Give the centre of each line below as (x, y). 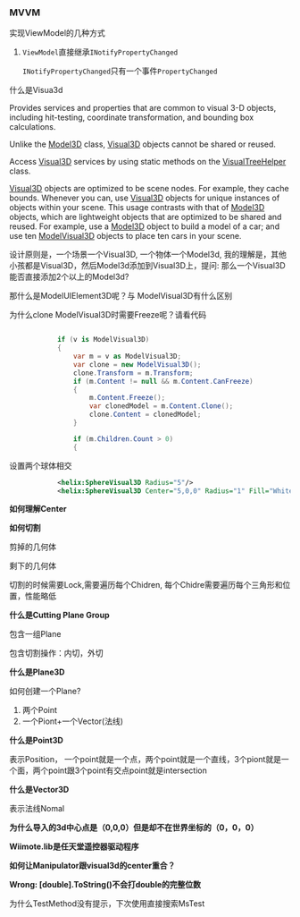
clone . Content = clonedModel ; (145, 415)
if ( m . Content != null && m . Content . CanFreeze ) (163, 381)
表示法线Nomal (37, 809)
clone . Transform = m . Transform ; (133, 373)
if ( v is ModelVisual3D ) (103, 340)
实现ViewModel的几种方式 (57, 33)
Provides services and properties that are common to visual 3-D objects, (143, 108)
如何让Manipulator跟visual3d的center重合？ (92, 866)
